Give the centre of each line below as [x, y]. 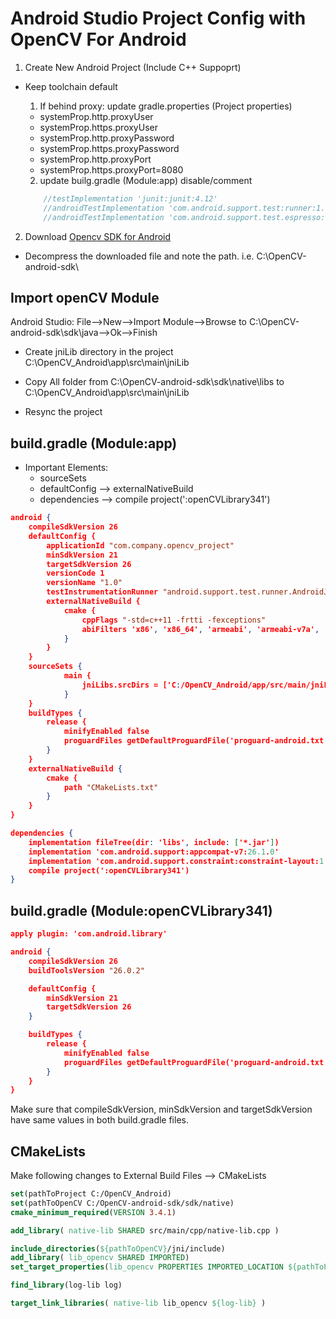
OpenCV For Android [98, 39]
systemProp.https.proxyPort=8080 [111, 169]
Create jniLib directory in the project [99, 352]
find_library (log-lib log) [66, 1285]
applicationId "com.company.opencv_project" [140, 545]
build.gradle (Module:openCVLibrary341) [141, 910]
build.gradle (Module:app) [94, 443]
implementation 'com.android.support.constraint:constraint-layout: [174, 861]
